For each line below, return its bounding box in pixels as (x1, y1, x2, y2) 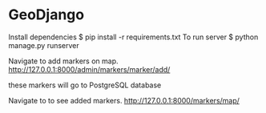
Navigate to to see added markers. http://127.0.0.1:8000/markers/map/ (8, 95, 240, 105)
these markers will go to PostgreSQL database (8, 80, 162, 90)
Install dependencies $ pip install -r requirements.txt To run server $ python (8, 32, 259, 42)
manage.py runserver (8, 40, 80, 50)
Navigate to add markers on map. (8, 56, 119, 66)
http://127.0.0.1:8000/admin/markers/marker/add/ (8, 64, 171, 74)
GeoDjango (8, 6, 85, 24)
